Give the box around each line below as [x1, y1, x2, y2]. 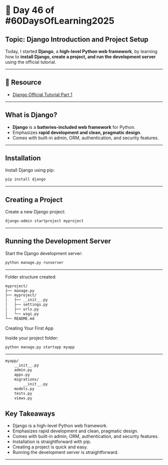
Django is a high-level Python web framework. [12, 423, 108, 429]
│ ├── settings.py [5, 302, 48, 307]
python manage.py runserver [5, 260, 64, 265]
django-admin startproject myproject [5, 218, 84, 223]
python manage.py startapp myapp [5, 344, 75, 350]
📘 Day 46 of [5, 5, 54, 16]
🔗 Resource [5, 78, 41, 87]
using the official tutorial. [5, 59, 56, 65]
